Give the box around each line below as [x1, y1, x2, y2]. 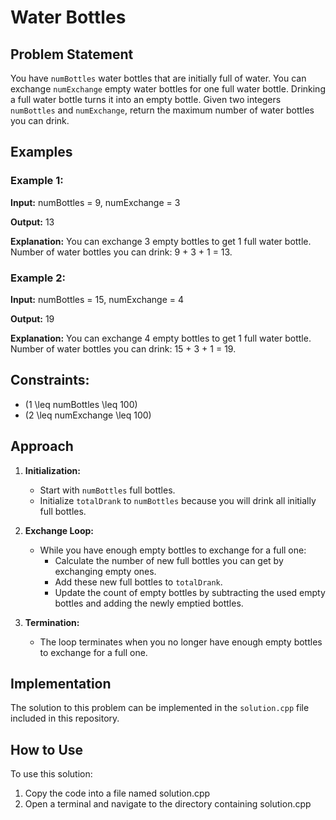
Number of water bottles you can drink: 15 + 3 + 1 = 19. [10, 342, 237, 355]
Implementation [10, 676, 112, 692]
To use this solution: [10, 768, 93, 780]
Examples [10, 144, 73, 161]
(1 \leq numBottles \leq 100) [24, 398, 138, 410]
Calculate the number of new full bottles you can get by [54, 554, 284, 566]
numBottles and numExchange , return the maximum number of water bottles [10, 104, 315, 116]
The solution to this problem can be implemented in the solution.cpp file [10, 702, 310, 714]
